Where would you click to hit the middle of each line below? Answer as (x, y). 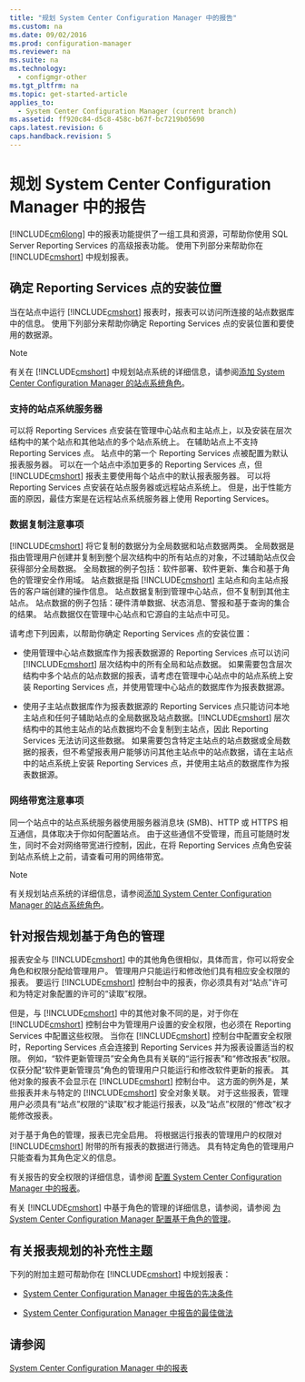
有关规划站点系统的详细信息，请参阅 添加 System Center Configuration (141, 893)
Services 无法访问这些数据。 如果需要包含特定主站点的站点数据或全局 (152, 741)
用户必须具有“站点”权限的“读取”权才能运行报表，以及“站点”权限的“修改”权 (147, 1104)
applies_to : (32, 102)
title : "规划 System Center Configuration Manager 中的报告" (123, 18)
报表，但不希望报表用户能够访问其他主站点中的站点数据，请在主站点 (166, 752)
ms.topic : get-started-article (69, 94)
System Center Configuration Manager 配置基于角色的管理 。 (123, 1219)
